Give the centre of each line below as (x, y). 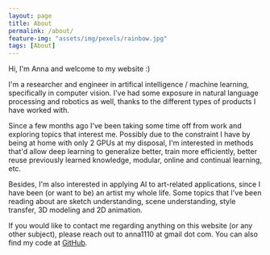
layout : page (30, 16)
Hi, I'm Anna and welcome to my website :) (79, 69)
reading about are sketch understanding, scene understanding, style (122, 202)
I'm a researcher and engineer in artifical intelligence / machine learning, (129, 85)
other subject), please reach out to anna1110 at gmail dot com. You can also (133, 234)
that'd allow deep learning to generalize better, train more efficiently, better (133, 152)
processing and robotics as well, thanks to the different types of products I (132, 102)
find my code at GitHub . (48, 243)
